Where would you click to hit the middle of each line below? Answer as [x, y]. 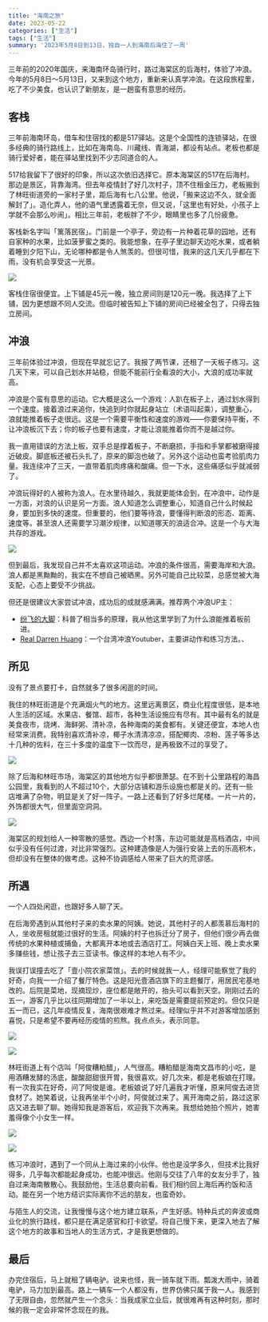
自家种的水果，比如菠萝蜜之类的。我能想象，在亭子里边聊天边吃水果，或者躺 [134, 242]
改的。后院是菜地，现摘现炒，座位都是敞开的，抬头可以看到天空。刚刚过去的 [134, 991]
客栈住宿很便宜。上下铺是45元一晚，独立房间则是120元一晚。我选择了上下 [130, 294]
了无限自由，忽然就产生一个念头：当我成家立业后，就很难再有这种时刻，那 [130, 1300]
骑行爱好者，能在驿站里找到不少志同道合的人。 [85, 158]
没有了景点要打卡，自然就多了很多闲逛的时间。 [85, 687]
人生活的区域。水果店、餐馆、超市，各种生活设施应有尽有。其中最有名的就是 [134, 714]
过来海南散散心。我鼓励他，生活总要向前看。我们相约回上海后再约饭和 [130, 1184]
